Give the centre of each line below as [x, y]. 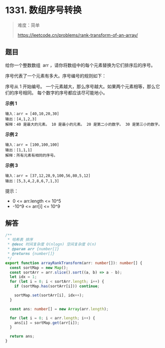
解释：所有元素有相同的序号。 [31, 155]
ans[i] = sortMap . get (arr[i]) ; [47, 323]
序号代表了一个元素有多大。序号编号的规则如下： [56, 76]
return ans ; [22, 336]
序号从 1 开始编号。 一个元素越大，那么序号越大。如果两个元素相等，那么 [80, 86]
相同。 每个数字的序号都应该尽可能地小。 [65, 93]
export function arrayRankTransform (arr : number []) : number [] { [74, 263]
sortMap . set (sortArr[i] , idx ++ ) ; [49, 295]
